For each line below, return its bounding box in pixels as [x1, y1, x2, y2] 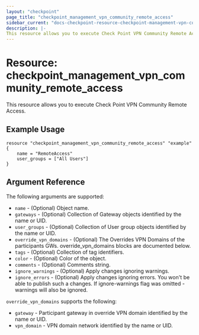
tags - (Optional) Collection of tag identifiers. [14, 248, 124, 256]
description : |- [6, 25, 46, 31]
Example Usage [6, 125, 65, 135]
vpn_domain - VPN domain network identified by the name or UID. [14, 321, 173, 329]
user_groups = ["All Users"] [17, 155, 89, 162]
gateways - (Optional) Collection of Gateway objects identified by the [14, 210, 182, 218]
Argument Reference [6, 177, 85, 187]
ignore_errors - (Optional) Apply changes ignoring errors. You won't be [14, 273, 190, 280]
